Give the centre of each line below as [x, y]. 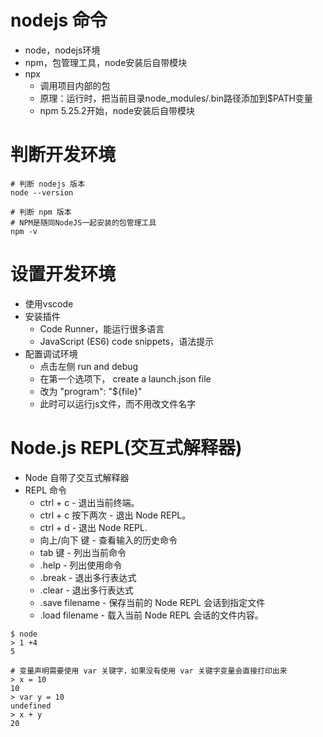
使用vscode [49, 303]
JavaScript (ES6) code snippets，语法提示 [127, 341]
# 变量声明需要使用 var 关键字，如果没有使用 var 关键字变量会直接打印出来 [149, 671]
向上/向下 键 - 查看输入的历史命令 [108, 540]
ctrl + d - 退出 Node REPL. [93, 527]
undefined [31, 706]
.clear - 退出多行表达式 [86, 590]
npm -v [24, 231]
